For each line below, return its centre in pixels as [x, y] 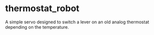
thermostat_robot [42, 9]
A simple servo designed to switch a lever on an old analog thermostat [77, 22]
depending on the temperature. [37, 27]
